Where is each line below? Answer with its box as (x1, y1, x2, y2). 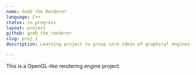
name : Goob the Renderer (6, 8, 67, 15)
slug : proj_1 (6, 36, 38, 42)
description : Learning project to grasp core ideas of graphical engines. (6, 42, 193, 47)
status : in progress (6, 19, 57, 25)
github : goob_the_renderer (6, 30, 72, 36)
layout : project (6, 25, 46, 31)
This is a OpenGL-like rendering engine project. (6, 62, 121, 69)
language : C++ (6, 14, 41, 20)
